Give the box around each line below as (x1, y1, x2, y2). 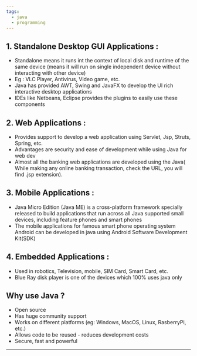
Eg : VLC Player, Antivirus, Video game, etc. (14, 76, 120, 83)
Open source (14, 307, 46, 314)
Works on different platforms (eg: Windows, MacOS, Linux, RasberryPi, (14, 319, 186, 326)
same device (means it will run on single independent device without (14, 63, 181, 71)
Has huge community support (14, 312, 87, 320)
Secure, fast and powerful (14, 338, 78, 345)
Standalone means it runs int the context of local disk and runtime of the (14, 57, 189, 64)
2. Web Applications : (6, 118, 86, 128)
